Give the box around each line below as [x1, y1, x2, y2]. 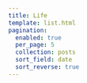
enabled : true [15, 33, 62, 42]
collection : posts [15, 48, 77, 56]
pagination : [8, 26, 47, 34]
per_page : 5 [15, 41, 55, 49]
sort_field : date [15, 56, 73, 64]
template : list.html [8, 19, 77, 27]
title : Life [8, 11, 47, 20]
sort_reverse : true [15, 63, 80, 71]
